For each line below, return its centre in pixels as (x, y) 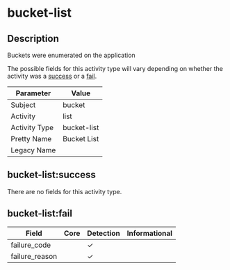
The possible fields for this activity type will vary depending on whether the (115, 69)
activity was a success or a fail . (52, 76)
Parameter (33, 93)
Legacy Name (33, 150)
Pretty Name (31, 139)
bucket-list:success (51, 175)
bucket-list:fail (40, 214)
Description (33, 39)
